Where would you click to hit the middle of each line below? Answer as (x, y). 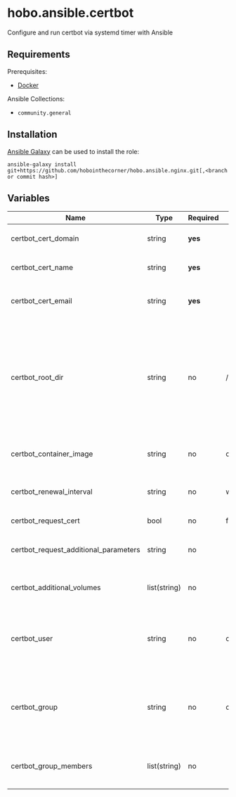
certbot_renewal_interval (52, 492)
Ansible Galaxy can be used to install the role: (73, 151)
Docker (28, 85)
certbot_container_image (52, 454)
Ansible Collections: (36, 98)
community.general (44, 113)
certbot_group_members (52, 766)
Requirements (39, 55)
